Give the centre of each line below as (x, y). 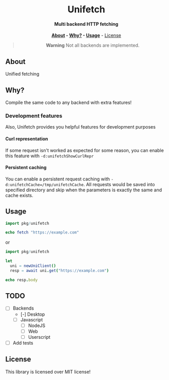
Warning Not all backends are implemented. (93, 45)
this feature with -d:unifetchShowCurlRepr (50, 156)
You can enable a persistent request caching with (58, 179)
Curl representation (27, 139)
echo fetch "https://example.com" (42, 232)
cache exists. (19, 195)
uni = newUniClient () (33, 266)
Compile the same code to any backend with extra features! (69, 103)
